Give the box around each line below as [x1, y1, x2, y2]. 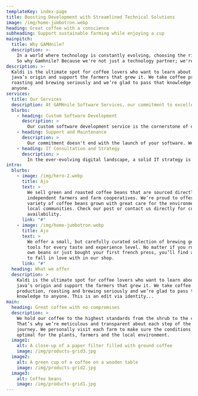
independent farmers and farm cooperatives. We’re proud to [27, 195, 178, 201]
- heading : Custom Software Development [16, 113, 117, 118]
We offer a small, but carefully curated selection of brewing [27, 239, 186, 245]
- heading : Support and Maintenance [16, 129, 107, 136]
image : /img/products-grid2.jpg [16, 365, 96, 371]
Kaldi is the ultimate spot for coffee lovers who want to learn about [11, 69, 192, 75]
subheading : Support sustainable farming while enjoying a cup [6, 31, 165, 37]
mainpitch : [6, 36, 33, 42]
